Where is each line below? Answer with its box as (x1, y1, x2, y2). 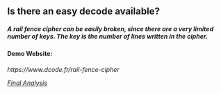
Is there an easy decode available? (7, 6, 160, 17)
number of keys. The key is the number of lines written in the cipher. (7, 32, 208, 40)
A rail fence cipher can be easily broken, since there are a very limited (7, 24, 214, 33)
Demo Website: (7, 50, 53, 58)
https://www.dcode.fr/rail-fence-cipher (7, 65, 120, 73)
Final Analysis (7, 79, 47, 87)
